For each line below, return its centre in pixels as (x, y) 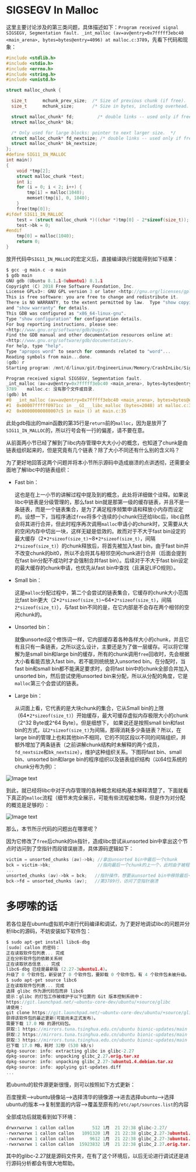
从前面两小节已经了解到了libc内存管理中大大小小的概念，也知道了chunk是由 (97, 443)
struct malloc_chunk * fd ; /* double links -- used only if (95, 117)
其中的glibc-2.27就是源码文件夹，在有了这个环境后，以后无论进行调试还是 (95, 1156)
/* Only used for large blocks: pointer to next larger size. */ (94, 133)
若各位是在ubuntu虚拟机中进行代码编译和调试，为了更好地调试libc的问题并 (95, 924)
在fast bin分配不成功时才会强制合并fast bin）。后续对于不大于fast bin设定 (101, 560)
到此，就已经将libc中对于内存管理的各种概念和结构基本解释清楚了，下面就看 (97, 790)
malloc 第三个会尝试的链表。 (48, 683)
